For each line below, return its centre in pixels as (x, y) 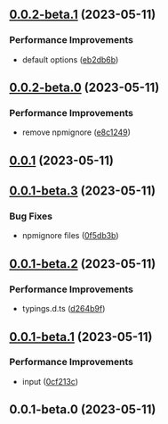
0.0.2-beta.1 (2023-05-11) (83, 15)
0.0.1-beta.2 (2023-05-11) (83, 264)
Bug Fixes (31, 216)
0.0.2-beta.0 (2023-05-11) (84, 88)
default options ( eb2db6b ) (70, 59)
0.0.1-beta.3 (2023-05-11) (83, 191)
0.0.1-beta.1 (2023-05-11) (81, 337)
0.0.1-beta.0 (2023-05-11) (83, 410)
